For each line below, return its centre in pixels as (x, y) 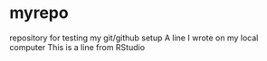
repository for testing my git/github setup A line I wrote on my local (134, 38)
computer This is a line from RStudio (77, 47)
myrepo (39, 13)
